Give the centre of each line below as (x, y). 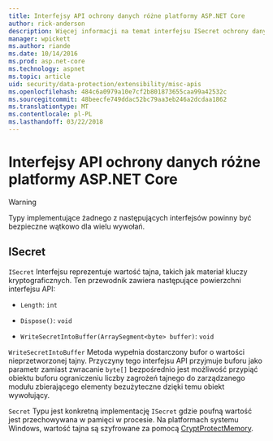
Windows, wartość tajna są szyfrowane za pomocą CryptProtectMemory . (131, 428)
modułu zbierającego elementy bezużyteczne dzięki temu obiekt (117, 386)
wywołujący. (29, 395)
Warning (22, 202)
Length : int (39, 304)
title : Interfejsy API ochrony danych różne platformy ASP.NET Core (127, 16)
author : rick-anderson (47, 24)
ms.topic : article (39, 76)
